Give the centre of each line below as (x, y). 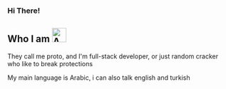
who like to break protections (50, 63)
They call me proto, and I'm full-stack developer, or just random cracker (113, 56)
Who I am (29, 39)
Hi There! (24, 11)
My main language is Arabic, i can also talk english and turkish (99, 78)
